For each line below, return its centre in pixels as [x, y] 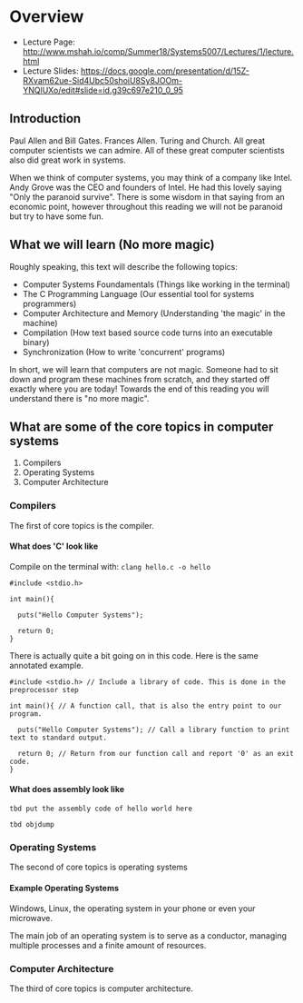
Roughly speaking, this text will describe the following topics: [124, 266]
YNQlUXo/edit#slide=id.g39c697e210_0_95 [103, 90]
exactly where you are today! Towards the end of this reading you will [139, 389]
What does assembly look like [67, 789]
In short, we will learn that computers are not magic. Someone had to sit [144, 369]
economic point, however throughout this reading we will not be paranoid [146, 206]
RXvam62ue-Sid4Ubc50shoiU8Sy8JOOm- [103, 80]
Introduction [45, 119]
